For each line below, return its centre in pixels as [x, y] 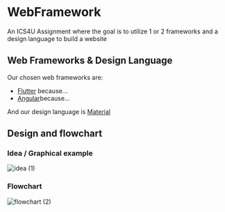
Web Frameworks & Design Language [90, 61]
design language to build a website [57, 38]
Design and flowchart [55, 134]
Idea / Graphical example [50, 154]
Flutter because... [42, 90]
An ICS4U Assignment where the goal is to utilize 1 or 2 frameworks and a [113, 31]
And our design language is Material [59, 111]
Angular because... [44, 98]
